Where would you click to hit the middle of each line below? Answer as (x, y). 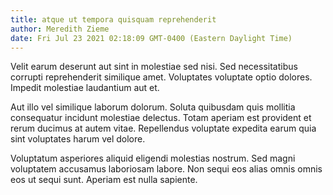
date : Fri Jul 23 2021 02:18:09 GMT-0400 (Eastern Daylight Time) (151, 38)
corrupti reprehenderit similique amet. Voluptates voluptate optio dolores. (161, 77)
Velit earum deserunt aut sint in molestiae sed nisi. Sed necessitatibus (154, 67)
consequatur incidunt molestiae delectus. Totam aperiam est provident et (161, 118)
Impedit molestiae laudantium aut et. (85, 88)
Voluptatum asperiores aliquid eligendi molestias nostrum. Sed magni (153, 158)
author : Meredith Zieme (60, 29)
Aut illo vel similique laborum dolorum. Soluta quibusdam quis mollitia (153, 107)
